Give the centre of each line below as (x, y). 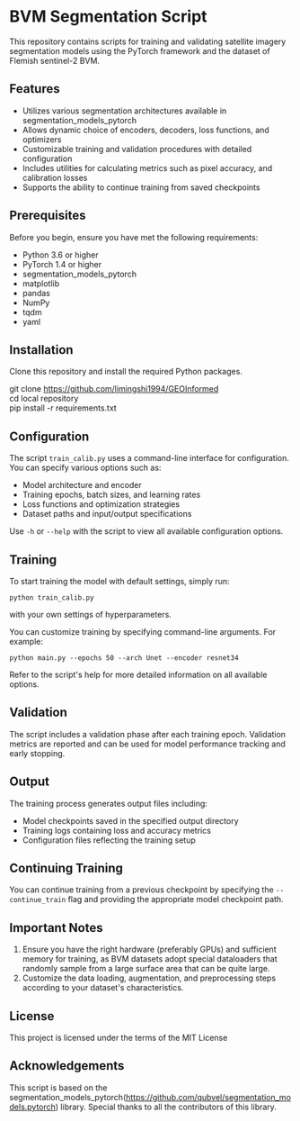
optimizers (42, 139)
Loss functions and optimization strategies (101, 504)
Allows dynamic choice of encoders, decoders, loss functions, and (146, 130)
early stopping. (37, 753)
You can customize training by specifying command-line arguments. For (143, 632)
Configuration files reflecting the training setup (109, 840)
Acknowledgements (67, 1066)
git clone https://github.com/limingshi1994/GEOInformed (114, 389)
